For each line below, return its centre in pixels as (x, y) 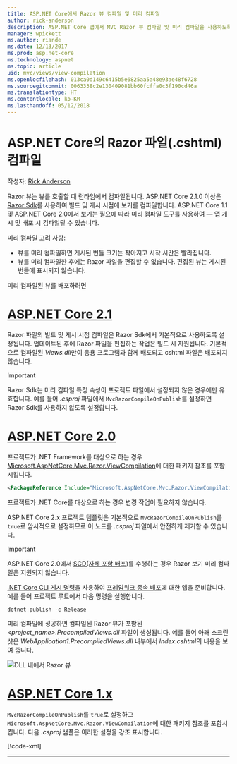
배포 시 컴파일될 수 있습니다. (61, 222)
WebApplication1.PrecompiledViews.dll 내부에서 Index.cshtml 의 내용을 (120, 641)
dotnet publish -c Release (47, 610)
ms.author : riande (34, 40)
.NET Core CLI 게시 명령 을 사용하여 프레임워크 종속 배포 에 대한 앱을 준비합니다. (116, 587)
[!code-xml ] (24, 746)
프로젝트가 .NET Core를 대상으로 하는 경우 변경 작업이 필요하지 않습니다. (107, 502)
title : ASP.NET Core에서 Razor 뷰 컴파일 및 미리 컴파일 (84, 14)
